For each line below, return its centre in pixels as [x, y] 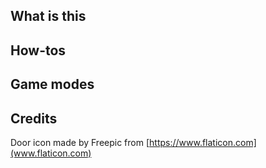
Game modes [52, 84]
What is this [48, 16]
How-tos [38, 50]
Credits [34, 118]
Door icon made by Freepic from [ [80, 142]
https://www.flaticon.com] [203, 142]
